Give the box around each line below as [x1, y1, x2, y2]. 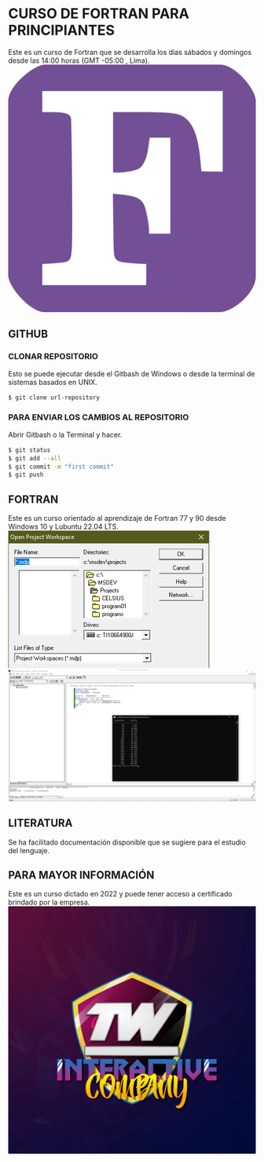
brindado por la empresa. [8, 897, 90, 907]
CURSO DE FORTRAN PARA [8, 5, 190, 23]
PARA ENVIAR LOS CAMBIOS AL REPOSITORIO [8, 412, 189, 423]
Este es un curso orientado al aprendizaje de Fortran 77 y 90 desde [8, 514, 226, 523]
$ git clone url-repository [8, 394, 101, 401]
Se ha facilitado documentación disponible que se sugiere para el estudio [8, 838, 246, 847]
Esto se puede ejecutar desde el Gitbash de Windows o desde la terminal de [8, 368, 255, 378]
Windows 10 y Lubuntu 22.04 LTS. [8, 522, 119, 531]
